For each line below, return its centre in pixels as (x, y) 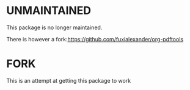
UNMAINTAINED (49, 11)
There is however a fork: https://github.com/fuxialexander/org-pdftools (95, 39)
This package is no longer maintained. (54, 27)
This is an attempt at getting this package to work (69, 80)
